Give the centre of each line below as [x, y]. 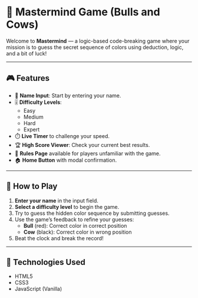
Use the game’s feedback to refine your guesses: [74, 219]
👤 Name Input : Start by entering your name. [68, 95]
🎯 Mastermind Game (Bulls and [83, 12]
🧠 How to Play [32, 186]
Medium [33, 117]
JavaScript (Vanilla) [38, 289]
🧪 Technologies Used [46, 262]
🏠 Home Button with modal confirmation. [65, 160]
